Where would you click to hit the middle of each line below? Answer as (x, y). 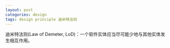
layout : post (19, 10)
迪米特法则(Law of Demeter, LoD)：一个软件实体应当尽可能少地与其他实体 (83, 34)
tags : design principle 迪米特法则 (41, 19)
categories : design (26, 15)
